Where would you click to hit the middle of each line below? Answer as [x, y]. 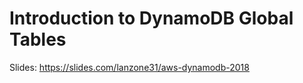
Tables [38, 39]
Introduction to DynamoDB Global [151, 18]
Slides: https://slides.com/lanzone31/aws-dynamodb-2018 [129, 67]
